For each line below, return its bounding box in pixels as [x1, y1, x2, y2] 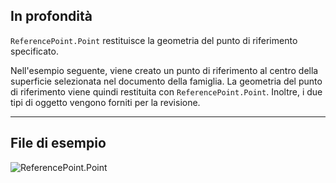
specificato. [10, 45, 59, 57]
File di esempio [10, 135, 107, 152]
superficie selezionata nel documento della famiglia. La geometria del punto [10, 75, 323, 87]
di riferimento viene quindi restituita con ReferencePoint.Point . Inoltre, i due [10, 85, 323, 98]
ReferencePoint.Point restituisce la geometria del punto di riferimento [10, 34, 298, 46]
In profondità [10, 8, 93, 25]
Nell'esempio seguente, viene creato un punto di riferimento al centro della [10, 64, 319, 76]
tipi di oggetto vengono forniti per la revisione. [10, 96, 201, 108]
